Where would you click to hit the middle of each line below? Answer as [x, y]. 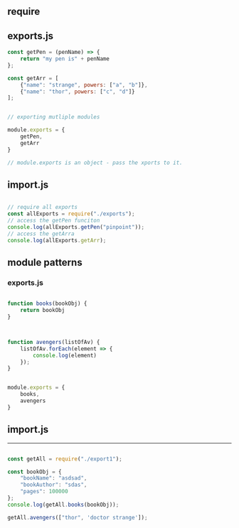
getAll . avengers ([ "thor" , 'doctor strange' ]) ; [78, 517]
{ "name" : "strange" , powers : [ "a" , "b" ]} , [84, 85]
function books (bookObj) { [47, 304]
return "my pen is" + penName [65, 59]
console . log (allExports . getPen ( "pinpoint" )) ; [76, 227]
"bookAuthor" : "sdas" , [54, 485]
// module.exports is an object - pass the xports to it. [95, 163]
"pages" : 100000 [44, 492]
